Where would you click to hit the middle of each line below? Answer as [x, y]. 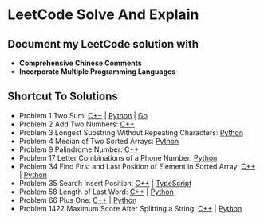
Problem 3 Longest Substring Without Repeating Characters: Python [131, 132]
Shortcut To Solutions [63, 97]
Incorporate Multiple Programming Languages [97, 72]
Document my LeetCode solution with [103, 44]
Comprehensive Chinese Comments [81, 63]
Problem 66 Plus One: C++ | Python [78, 200]
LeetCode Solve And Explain [103, 15]
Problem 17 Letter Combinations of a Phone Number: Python [118, 157]
